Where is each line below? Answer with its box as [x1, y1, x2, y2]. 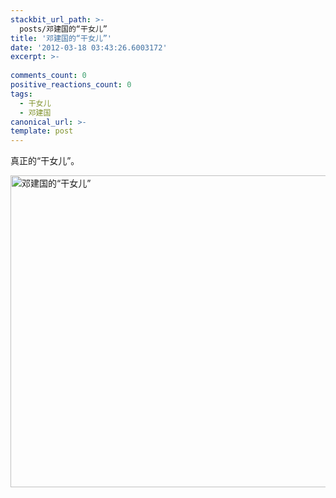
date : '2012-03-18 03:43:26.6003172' [10, 42, 168, 53]
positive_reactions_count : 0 [10, 80, 132, 90]
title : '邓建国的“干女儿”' [10, 33, 113, 43]
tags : [10, 89, 33, 99]
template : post [10, 126, 74, 136]
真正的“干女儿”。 [10, 155, 80, 167]
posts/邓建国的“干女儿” [19, 24, 108, 34]
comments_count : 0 [10, 71, 87, 81]
